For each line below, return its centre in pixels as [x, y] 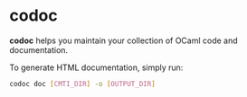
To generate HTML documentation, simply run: [96, 67]
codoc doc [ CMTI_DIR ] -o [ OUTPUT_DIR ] [82, 84]
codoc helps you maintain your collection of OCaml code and [123, 40]
